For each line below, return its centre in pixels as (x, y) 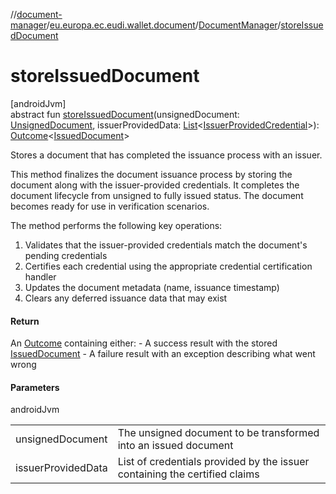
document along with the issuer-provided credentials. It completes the (155, 185)
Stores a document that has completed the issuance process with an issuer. (166, 155)
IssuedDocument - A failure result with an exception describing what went (163, 354)
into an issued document (175, 446)
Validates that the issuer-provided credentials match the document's (166, 245)
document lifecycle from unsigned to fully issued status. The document (157, 195)
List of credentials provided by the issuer (213, 462)
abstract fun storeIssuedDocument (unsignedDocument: (125, 114)
